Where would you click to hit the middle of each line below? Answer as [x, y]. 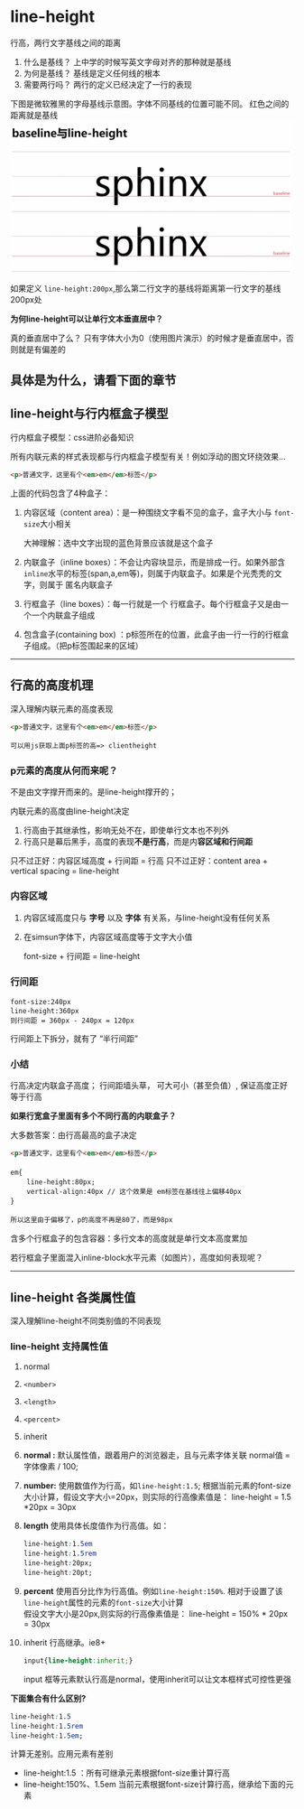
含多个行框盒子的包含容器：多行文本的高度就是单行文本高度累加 [129, 1238]
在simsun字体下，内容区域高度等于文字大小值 [108, 937]
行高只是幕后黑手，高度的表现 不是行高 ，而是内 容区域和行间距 [138, 842]
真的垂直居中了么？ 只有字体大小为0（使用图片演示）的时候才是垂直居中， [148, 338]
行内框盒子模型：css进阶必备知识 [72, 437]
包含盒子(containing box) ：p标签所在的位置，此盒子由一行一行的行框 [152, 634]
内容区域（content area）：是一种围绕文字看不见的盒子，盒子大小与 [147, 512]
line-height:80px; [61, 1182]
